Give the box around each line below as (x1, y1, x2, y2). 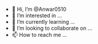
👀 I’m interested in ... (11, 12, 62, 19)
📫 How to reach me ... (11, 32, 67, 38)
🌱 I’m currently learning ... (11, 18, 75, 25)
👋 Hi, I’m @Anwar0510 (11, 6, 67, 12)
